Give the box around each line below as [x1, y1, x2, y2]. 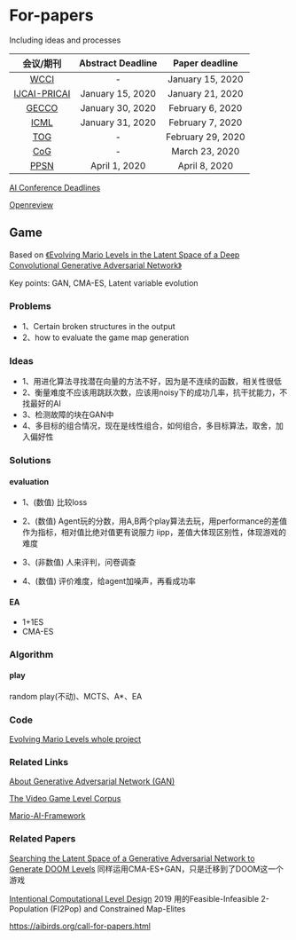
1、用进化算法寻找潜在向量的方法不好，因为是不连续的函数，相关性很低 [21, 376, 282, 387]
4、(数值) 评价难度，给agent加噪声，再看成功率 [21, 576, 197, 587]
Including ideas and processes [9, 35, 121, 45]
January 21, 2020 [167, 87, 244, 99]
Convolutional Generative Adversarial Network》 [9, 259, 183, 271]
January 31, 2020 [80, 116, 157, 129]
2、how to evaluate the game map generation [21, 332, 189, 343]
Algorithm [9, 648, 54, 660]
